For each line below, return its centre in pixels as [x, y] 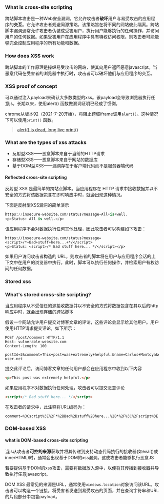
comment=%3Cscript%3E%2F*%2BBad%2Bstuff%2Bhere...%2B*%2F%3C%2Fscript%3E [82, 416]
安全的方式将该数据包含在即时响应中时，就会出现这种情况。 [65, 195]
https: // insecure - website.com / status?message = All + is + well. [66, 214]
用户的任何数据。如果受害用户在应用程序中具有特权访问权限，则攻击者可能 [80, 37]
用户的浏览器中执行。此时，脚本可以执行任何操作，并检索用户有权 [88, 262]
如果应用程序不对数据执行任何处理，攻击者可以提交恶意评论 [65, 388]
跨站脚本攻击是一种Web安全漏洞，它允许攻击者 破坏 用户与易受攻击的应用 [78, 19]
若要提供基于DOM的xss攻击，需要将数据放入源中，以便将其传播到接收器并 [80, 468]
